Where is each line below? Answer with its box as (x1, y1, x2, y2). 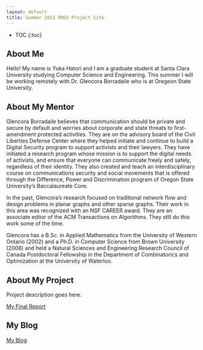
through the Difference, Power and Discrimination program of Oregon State (6, 176, 194, 183)
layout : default (6, 8, 47, 15)
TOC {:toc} (15, 31, 42, 38)
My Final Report (6, 303, 46, 310)
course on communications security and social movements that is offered (6, 169, 190, 177)
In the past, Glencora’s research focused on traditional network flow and (6, 194, 187, 201)
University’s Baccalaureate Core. (6, 183, 88, 190)
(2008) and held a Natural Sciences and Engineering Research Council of (6, 244, 190, 252)
